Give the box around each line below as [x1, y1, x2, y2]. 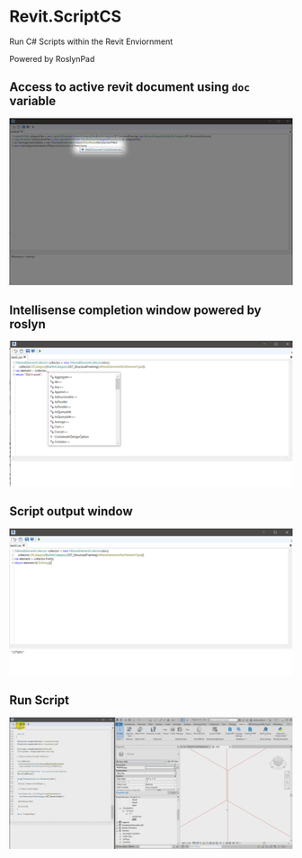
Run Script [9, 693, 70, 708]
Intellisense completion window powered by [9, 302, 262, 317]
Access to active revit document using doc [9, 79, 251, 95]
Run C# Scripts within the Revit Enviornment [9, 36, 173, 47]
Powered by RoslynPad [9, 53, 95, 64]
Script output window [9, 504, 133, 519]
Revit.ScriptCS [9, 6, 122, 27]
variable [9, 94, 57, 109]
